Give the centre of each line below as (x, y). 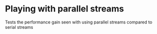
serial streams (19, 27)
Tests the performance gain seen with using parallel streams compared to (79, 22)
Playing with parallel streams (65, 9)
